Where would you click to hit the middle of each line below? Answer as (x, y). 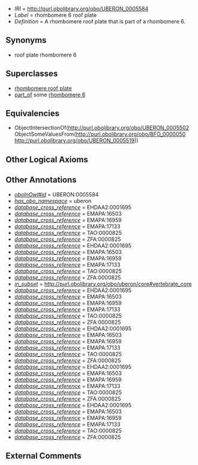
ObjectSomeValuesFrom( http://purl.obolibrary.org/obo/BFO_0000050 (100, 134)
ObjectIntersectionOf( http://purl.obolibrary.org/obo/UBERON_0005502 (102, 128)
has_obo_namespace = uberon (53, 201)
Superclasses (32, 74)
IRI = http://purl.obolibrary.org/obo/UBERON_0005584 (81, 9)
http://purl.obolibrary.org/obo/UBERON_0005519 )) (76, 141)
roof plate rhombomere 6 (45, 55)
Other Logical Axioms (47, 160)
